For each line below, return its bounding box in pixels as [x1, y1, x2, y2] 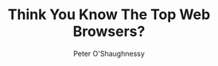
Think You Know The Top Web [7, 6, 211, 24]
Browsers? [72, 22, 146, 41]
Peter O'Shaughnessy [73, 49, 145, 58]
